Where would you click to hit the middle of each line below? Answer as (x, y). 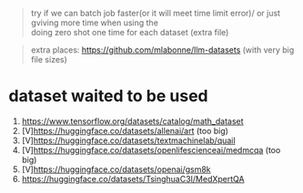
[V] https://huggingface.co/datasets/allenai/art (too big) (125, 130)
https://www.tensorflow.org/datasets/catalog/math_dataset (132, 121)
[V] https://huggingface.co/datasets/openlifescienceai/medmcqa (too (151, 150)
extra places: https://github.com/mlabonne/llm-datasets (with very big (162, 50)
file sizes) (49, 59)
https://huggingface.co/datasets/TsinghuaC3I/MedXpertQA (133, 179)
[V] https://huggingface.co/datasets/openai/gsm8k (116, 169)
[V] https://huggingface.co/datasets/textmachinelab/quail (128, 140)
